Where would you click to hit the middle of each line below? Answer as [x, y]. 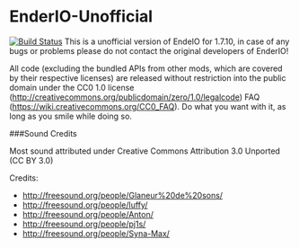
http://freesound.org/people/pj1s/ [84, 224]
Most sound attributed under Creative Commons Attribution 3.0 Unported [145, 151]
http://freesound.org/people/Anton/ [88, 214]
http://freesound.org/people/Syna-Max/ [96, 233]
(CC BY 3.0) [31, 160]
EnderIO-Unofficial [81, 17]
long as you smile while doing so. [71, 116]
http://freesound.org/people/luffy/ [85, 205]
